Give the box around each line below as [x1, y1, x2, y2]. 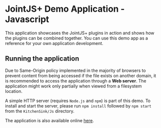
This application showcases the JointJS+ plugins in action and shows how [5, 30, 155, 36]
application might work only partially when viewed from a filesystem [5, 83, 142, 89]
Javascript [5, 14, 50, 25]
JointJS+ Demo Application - [5, 3, 125, 15]
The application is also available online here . [5, 117, 94, 123]
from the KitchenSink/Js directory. [5, 108, 75, 114]
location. [5, 88, 23, 94]
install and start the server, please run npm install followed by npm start [5, 103, 152, 108]
